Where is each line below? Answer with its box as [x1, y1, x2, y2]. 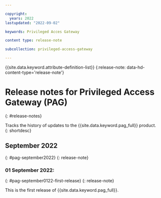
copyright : [5, 11, 27, 16]
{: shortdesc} [5, 127, 32, 133]
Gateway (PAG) [5, 97, 68, 108]
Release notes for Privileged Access [5, 87, 155, 98]
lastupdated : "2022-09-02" [5, 20, 60, 25]
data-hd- [126, 64, 145, 70]
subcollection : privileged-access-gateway [5, 47, 93, 52]
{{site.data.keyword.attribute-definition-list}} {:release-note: [5, 64, 126, 70]
